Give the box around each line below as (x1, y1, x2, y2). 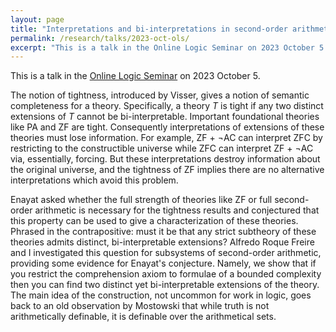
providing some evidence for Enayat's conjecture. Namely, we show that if (10, 257, 317, 270)
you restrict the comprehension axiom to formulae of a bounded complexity (10, 268, 322, 280)
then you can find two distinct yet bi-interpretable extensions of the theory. (10, 279, 320, 291)
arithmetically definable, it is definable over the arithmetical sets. (10, 311, 277, 323)
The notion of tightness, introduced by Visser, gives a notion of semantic (10, 89, 310, 101)
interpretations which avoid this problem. (10, 174, 179, 186)
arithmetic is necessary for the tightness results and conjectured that (34, 204, 320, 216)
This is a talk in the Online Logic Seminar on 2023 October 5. (10, 70, 261, 82)
